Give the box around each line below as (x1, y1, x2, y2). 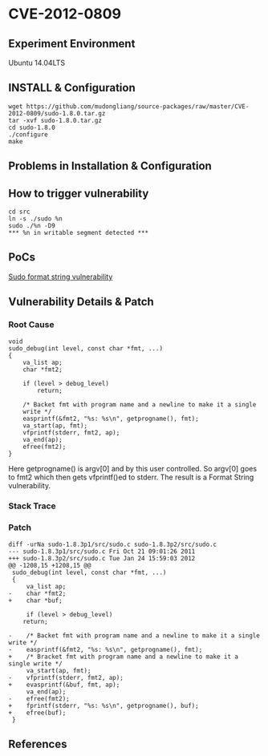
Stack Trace (8, 500, 56, 511)
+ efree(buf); (8, 709, 67, 717)
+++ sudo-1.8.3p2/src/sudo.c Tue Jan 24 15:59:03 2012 (8, 554, 196, 562)
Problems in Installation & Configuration (8, 160, 213, 173)
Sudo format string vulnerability (8, 272, 113, 281)
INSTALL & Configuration (8, 81, 136, 95)
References (8, 738, 67, 751)
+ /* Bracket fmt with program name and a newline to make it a (8, 653, 239, 661)
